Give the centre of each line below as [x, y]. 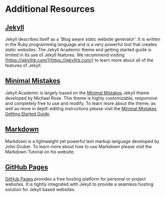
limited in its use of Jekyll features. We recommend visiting [65, 55]
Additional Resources [50, 9]
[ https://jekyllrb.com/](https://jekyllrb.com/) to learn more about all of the [79, 60]
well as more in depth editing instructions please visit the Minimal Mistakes [81, 108]
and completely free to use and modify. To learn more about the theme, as [81, 103]
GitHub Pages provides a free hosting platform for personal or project [76, 179]
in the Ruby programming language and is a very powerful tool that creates [81, 44]
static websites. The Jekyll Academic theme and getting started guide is [78, 50]
